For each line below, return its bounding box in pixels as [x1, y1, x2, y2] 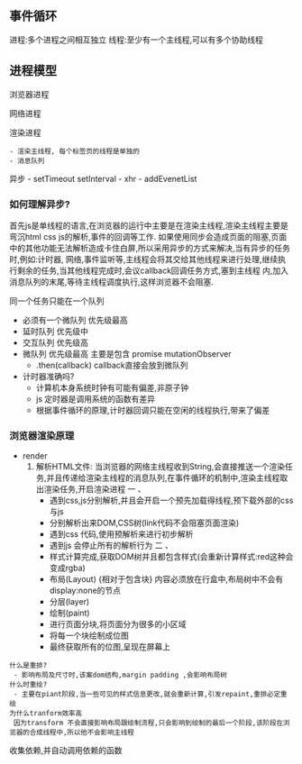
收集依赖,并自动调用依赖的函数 [9, 745, 124, 756]
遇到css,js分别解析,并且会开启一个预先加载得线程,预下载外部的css [49, 495, 294, 506]
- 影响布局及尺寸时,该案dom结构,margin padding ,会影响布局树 [13, 670, 227, 680]
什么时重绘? [9, 680, 48, 689]
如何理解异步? [9, 197, 70, 210]
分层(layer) [49, 596, 90, 607]
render [22, 450, 48, 461]
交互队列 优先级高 [22, 337, 88, 348]
